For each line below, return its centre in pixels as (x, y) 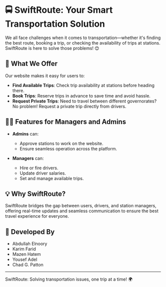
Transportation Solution (55, 24)
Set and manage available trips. (52, 178)
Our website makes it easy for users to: (45, 76)
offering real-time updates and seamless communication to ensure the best (82, 211)
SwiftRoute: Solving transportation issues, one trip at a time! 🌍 (69, 279)
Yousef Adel (25, 260)
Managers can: (28, 158)
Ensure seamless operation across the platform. (68, 148)
